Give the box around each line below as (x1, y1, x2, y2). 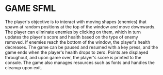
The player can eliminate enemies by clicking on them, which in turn (5, 29, 141, 35)
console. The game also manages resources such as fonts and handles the (5, 60, 155, 65)
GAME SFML (5, 3, 56, 14)
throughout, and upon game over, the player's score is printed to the (5, 54, 142, 60)
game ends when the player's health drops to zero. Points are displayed (5, 49, 148, 55)
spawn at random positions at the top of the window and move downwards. (5, 24, 156, 29)
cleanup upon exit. (5, 64, 42, 70)
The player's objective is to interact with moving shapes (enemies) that (5, 19, 147, 25)
